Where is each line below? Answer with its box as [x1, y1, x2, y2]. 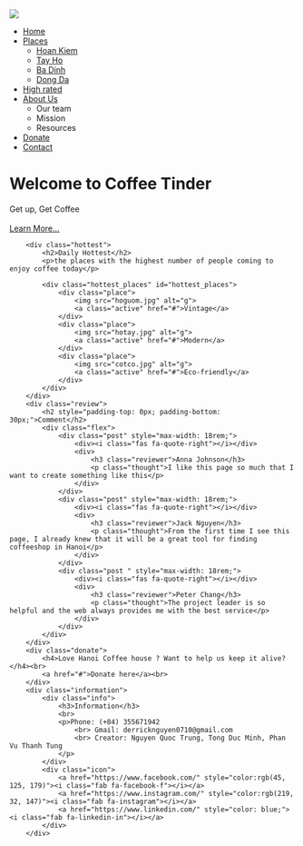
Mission [35, 113, 66, 124]
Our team [35, 104, 72, 114]
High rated [22, 84, 63, 95]
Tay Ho [35, 55, 64, 65]
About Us [22, 94, 59, 104]
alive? [260, 653, 286, 662]
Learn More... [9, 223, 61, 234]
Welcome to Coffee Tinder [9, 174, 212, 194]
